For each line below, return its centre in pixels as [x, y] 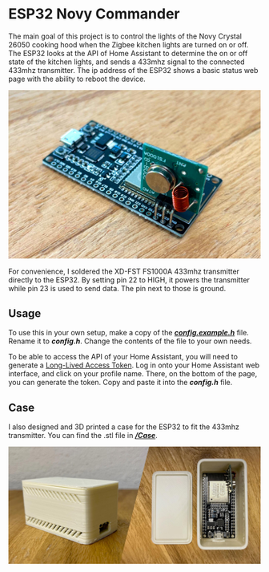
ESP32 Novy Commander [94, 14]
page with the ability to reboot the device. [77, 79]
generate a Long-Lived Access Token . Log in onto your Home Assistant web [134, 365]
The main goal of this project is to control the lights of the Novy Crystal [125, 36]
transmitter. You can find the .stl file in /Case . [83, 436]
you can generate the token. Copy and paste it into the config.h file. [120, 383]
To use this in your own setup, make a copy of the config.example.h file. [129, 333]
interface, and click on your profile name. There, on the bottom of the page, [133, 374]
